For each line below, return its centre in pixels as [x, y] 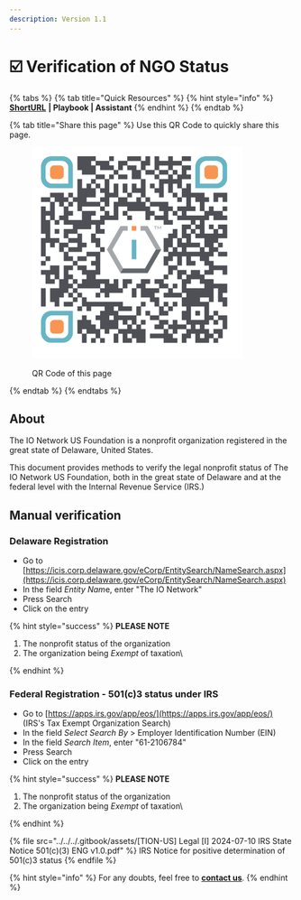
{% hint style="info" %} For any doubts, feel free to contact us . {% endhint [149, 878]
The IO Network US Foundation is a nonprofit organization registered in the [148, 441]
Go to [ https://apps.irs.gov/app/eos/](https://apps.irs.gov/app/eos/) [147, 714]
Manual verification [65, 515]
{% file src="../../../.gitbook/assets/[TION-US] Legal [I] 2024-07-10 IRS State [150, 841]
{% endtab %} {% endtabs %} [65, 390]
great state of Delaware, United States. [81, 450]
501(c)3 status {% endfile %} [63, 860]
